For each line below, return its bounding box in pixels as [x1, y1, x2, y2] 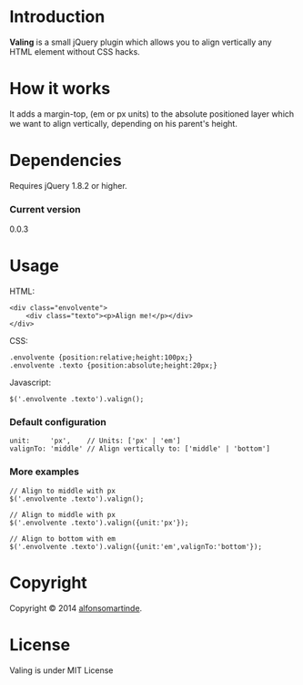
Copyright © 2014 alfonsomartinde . [9, 602, 143, 613]
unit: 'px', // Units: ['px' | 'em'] [9, 436, 181, 446]
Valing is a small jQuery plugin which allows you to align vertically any [9, 36, 272, 47]
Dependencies [9, 150, 122, 171]
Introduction [9, 6, 106, 27]
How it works [9, 78, 111, 99]
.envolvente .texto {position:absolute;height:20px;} [9, 361, 218, 370]
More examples [9, 465, 80, 478]
